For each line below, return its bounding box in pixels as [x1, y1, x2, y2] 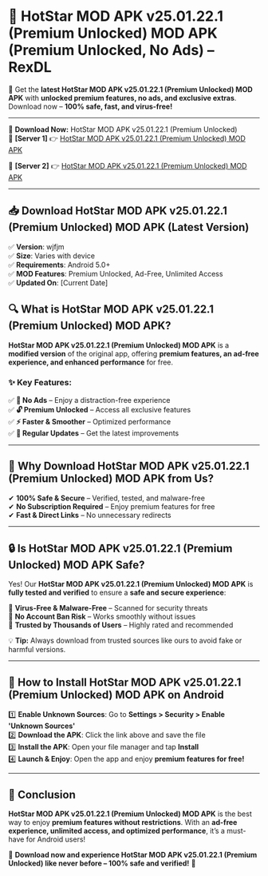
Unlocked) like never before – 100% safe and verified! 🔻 [8, 858, 196, 868]
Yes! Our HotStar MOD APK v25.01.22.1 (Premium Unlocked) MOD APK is [8, 579, 254, 589]
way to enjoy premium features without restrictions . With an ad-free [8, 818, 238, 827]
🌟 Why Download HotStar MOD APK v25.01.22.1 [8, 460, 250, 473]
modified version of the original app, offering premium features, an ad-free [8, 348, 259, 358]
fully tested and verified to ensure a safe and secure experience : [8, 587, 227, 598]
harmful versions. [8, 645, 66, 655]
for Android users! [26, 834, 86, 844]
